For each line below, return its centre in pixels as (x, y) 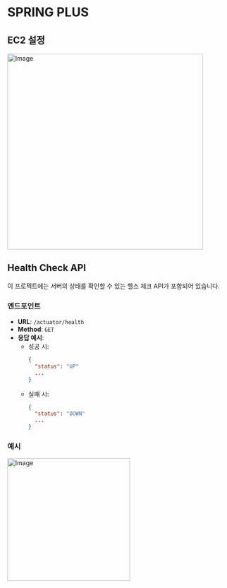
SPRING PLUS (48, 12)
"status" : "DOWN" (60, 414)
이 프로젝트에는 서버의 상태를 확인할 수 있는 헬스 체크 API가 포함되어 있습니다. (114, 286)
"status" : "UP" (57, 366)
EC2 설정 (26, 40)
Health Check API (47, 268)
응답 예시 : (31, 338)
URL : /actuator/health (51, 322)
